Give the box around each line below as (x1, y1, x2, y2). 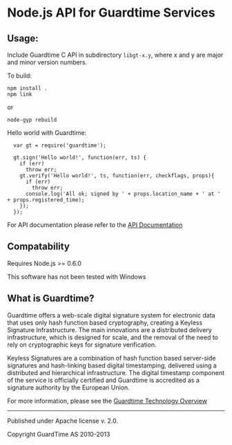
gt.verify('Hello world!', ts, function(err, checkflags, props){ (19, 172, 215, 179)
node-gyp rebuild (7, 116, 57, 123)
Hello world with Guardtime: (7, 129, 87, 136)
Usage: (7, 33, 39, 44)
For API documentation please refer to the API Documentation (7, 221, 183, 229)
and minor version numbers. (7, 58, 88, 66)
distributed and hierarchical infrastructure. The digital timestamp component (7, 368, 225, 376)
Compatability (7, 241, 70, 253)
